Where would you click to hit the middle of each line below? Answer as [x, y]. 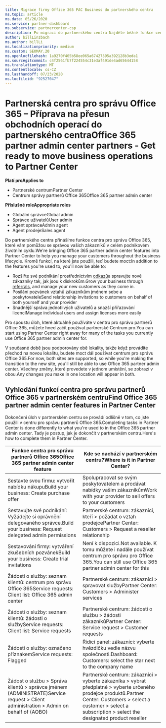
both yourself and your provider [45, 302]
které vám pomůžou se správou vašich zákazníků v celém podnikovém [77, 245]
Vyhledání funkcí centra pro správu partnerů [75, 390]
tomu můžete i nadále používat [118, 549]
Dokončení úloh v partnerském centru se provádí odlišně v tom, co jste [77, 417]
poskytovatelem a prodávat [114, 484]
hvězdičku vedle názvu [109, 648]
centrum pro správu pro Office [118, 555]
